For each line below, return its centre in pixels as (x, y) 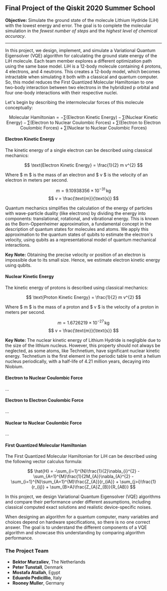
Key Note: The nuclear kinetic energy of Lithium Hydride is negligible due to (83, 340)
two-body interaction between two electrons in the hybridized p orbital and (82, 87)
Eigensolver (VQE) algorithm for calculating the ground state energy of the (81, 55)
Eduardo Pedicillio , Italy (37, 578)
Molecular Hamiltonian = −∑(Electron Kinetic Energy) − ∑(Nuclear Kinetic (83, 117)
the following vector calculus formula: (44, 462)
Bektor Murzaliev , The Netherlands (49, 562)
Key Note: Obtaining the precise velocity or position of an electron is (75, 254)
